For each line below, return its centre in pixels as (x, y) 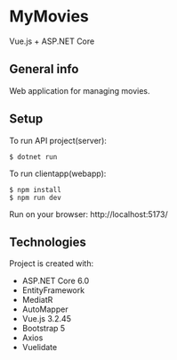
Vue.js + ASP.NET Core (52, 41)
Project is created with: (52, 264)
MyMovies (49, 17)
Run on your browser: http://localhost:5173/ (88, 214)
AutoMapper (45, 309)
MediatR (37, 300)
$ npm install (36, 189)
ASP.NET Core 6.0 (56, 281)
